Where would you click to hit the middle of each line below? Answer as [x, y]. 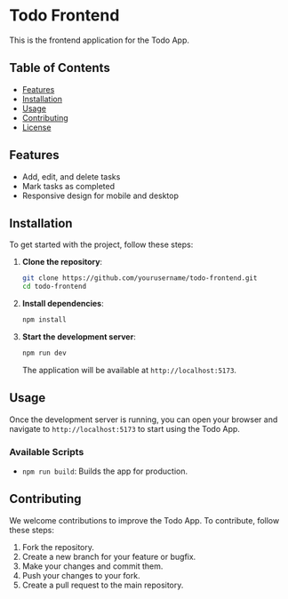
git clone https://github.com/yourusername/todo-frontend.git [140, 278]
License [36, 127]
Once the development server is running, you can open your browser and [144, 419]
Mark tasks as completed [68, 186]
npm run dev [44, 353]
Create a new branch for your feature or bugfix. [109, 556]
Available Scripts [47, 451]
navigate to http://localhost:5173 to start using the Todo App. [124, 428]
